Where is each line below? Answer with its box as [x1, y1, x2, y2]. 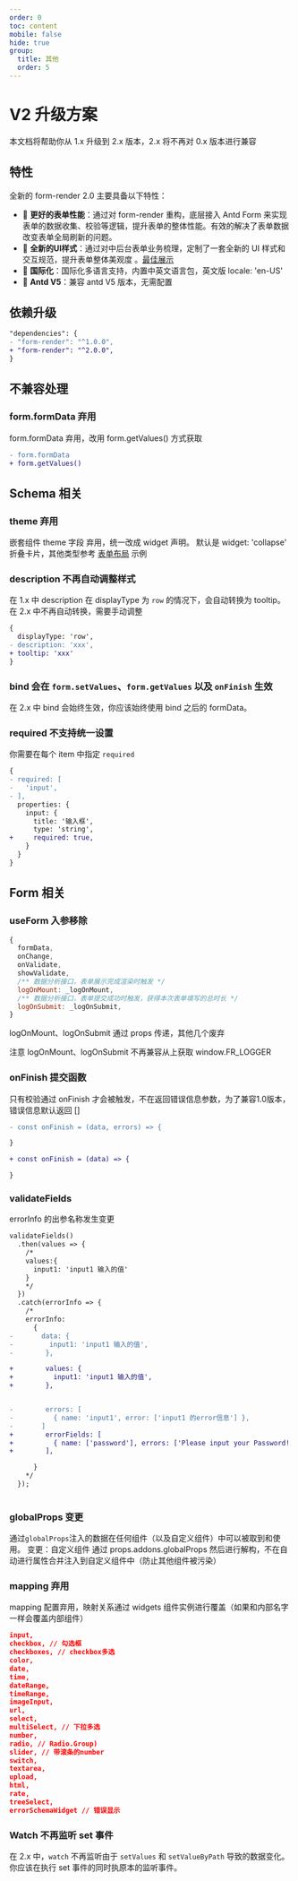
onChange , [17, 952, 54, 962]
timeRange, [9, 1689, 50, 1698]
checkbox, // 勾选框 [9, 1639, 82, 1649]
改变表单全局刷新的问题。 [21, 231, 117, 242]
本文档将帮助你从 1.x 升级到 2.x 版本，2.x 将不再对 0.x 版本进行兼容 [9, 135, 257, 146]
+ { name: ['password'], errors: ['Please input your [9, 1438, 251, 1447]
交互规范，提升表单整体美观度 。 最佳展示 [21, 254, 175, 264]
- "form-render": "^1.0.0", [9, 338, 115, 347]
